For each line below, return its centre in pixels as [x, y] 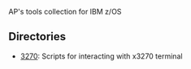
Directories [37, 37]
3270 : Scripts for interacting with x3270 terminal [101, 56]
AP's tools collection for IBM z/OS [65, 12]
